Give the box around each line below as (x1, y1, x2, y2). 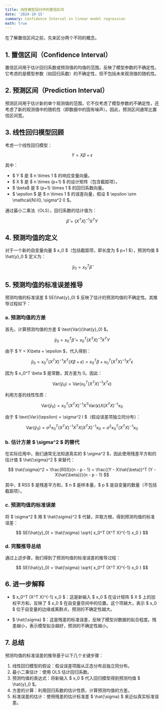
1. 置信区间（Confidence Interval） (5, 50, 112, 59)
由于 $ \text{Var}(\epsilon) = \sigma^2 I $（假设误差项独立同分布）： (5, 414, 141, 419)
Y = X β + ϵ (71, 152, 93, 158)
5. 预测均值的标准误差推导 (5, 281, 83, 289)
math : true (5, 21, 27, 26)
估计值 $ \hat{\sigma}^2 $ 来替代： (5, 457, 76, 463)
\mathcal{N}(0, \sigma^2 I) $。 (12, 197, 74, 203)
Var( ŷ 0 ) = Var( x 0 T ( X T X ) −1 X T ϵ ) (52, 380, 112, 388)
